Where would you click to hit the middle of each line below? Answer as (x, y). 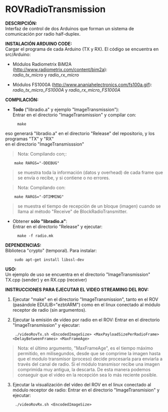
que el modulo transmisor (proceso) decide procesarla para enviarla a (90, 359)
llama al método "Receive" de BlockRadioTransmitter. (72, 211)
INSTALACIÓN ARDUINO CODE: (39, 43)
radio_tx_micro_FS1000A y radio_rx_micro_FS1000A (66, 90)
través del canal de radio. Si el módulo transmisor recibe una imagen (89, 364)
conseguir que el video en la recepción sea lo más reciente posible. (87, 375)
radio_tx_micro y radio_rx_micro (46, 75)
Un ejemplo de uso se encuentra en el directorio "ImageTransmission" (78, 274)
